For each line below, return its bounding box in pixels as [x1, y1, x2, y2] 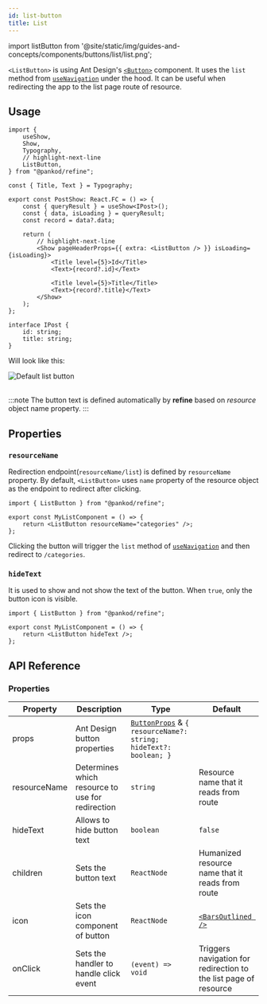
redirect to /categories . [8, 550, 86, 559]
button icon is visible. [8, 594, 78, 604]
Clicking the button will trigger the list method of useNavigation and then [8, 541, 250, 551]
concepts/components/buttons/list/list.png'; [8, 49, 153, 59]
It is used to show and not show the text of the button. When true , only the [8, 586, 253, 595]
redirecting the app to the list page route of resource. [8, 81, 182, 92]
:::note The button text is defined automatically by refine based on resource [8, 395, 257, 405]
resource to [75, 782, 118, 793]
